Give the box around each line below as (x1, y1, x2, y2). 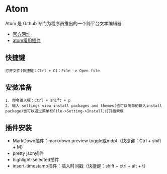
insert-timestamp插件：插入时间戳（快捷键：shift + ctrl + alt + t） (12, 163, 148, 169)
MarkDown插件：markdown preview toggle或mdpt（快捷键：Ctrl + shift (12, 138, 161, 144)
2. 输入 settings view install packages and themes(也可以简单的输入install (5, 103, 162, 108)
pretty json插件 (12, 150, 44, 156)
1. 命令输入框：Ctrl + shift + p (5, 98, 71, 103)
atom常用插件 (12, 37, 41, 43)
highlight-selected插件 (12, 157, 59, 163)
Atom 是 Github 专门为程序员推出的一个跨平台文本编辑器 (5, 20, 122, 26)
